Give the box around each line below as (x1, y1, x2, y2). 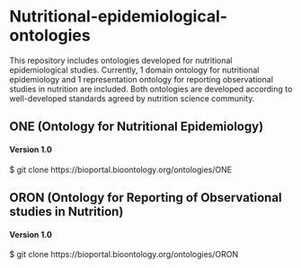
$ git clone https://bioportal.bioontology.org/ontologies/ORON (9, 249, 239, 260)
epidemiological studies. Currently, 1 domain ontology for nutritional (9, 65, 260, 75)
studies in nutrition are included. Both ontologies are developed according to (9, 83, 293, 94)
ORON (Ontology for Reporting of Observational (9, 190, 282, 205)
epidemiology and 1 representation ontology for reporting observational (9, 73, 274, 84)
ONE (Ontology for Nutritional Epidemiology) (9, 119, 264, 134)
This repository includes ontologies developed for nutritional (9, 55, 233, 65)
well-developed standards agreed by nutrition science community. (9, 92, 255, 104)
